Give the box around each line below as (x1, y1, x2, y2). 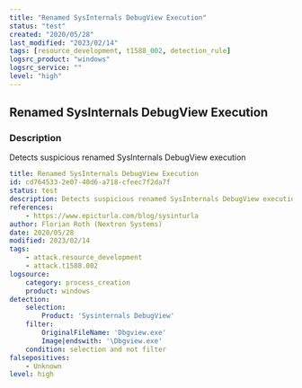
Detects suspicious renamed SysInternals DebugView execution (9, 152, 246, 163)
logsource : (9, 269, 50, 278)
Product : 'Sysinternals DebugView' (41, 312, 175, 321)
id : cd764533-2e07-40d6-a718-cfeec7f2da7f (9, 178, 171, 187)
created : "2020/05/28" (9, 30, 94, 39)
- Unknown (25, 361, 63, 371)
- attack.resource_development (25, 253, 143, 262)
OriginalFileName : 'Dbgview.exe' (41, 329, 167, 338)
